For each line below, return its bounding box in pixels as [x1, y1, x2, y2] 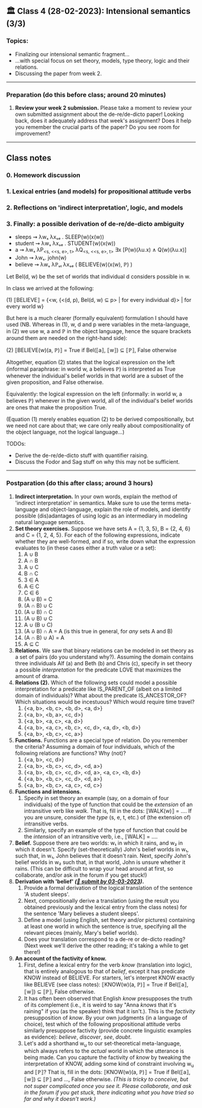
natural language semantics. [14, 518, 85, 525]
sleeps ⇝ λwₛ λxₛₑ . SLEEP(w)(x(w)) [14, 233, 104, 241]
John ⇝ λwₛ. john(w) [14, 254, 67, 261]
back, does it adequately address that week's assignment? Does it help [14, 117, 192, 124]
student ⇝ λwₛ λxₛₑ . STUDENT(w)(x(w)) [14, 240, 116, 247]
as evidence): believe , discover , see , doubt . [23, 1033, 132, 1040]
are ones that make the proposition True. [6, 404, 107, 411]
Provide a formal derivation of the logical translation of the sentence [23, 884, 193, 891]
